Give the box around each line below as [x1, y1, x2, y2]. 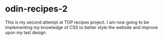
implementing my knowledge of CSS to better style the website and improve [5, 24, 158, 30]
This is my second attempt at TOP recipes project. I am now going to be [5, 19, 149, 25]
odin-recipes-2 [5, 3, 68, 14]
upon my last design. [5, 29, 47, 35]
